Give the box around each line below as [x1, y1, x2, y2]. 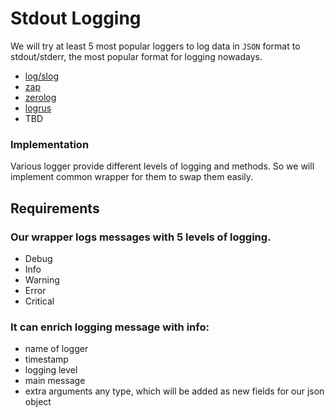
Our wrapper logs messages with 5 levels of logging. [10, 230, 272, 244]
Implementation [10, 137, 90, 151]
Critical [24, 295, 55, 307]
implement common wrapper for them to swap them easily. [10, 171, 254, 183]
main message [24, 375, 86, 387]
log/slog [24, 70, 59, 82]
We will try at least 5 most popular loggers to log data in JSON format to [10, 40, 301, 52]
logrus [24, 102, 52, 114]
